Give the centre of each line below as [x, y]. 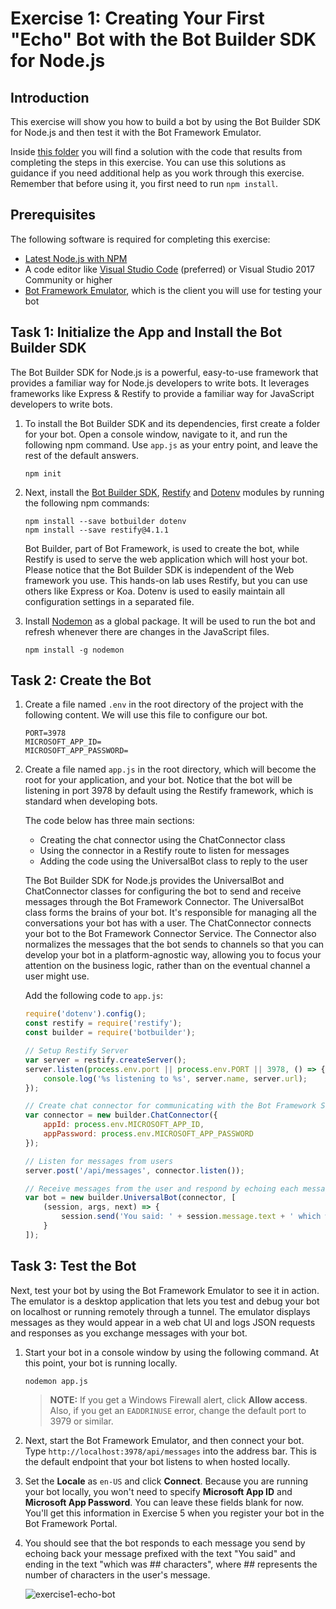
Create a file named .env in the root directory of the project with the [164, 704]
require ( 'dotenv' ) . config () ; [85, 1014]
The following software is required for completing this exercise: [140, 239]
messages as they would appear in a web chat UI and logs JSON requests [163, 1322]
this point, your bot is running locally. [101, 1363]
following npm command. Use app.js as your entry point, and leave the [171, 444]
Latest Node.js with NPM [76, 258]
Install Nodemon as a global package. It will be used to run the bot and [170, 621]
